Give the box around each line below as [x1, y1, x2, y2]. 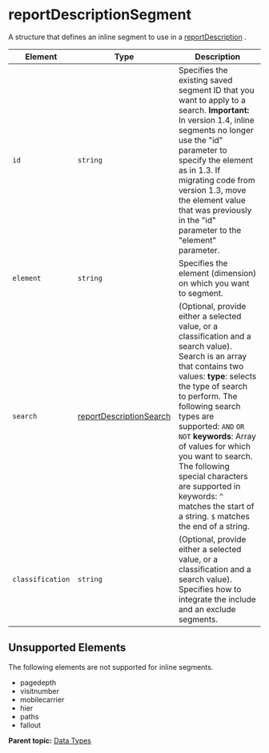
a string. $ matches [179, 511, 250, 522]
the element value [179, 194, 246, 206]
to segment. [179, 287, 224, 298]
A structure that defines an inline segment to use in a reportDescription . [8, 32, 247, 42]
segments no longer [179, 124, 254, 135]
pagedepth [19, 678, 57, 687]
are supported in [179, 480, 241, 491]
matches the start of [179, 500, 255, 511]
